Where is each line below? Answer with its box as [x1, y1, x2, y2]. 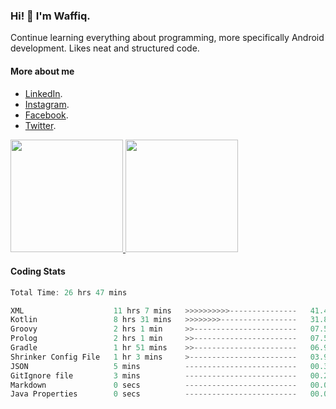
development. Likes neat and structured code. [10, 42, 200, 54]
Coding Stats [10, 265, 66, 278]
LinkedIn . [24, 87, 63, 99]
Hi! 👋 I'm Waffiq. [10, 9, 91, 23]
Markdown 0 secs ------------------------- [10, 380, 298, 390]
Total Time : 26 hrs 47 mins [10, 287, 128, 298]
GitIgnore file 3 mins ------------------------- [10, 370, 298, 381]
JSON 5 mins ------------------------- [10, 361, 298, 371]
